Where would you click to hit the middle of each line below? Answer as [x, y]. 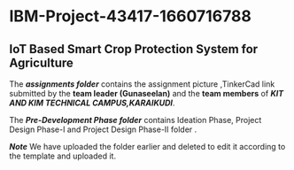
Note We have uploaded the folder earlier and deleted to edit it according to [147, 147]
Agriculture [41, 62]
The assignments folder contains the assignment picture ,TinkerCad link [142, 84]
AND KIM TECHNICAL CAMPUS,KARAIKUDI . [92, 103]
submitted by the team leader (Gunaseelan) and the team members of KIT [147, 93]
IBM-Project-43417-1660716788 [131, 16]
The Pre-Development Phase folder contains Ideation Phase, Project [135, 120]
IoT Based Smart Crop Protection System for [134, 49]
